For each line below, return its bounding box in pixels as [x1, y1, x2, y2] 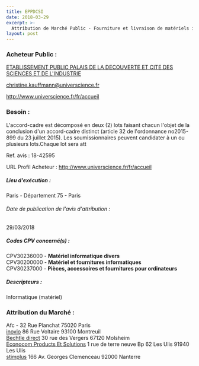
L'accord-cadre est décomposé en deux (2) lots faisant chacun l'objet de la [6, 121, 190, 128]
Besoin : [6, 108, 30, 116]
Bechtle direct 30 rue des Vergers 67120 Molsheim [6, 335, 130, 342]
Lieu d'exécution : [6, 177, 52, 184]
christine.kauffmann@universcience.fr [6, 81, 99, 89]
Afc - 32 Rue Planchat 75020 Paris [6, 322, 91, 329]
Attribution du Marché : [6, 308, 75, 316]
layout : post [6, 31, 38, 37]
